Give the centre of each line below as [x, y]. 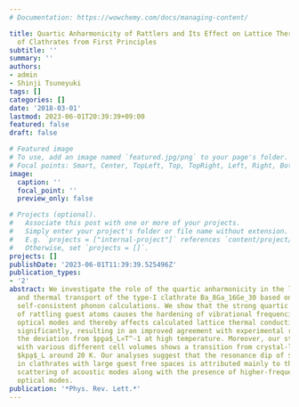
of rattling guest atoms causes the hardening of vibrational [135, 314]
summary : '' [31, 59]
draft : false [33, 133]
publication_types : [45, 273]
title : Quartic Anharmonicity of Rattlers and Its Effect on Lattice [141, 33]
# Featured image [41, 149]
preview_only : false [55, 199]
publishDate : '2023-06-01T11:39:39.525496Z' [93, 265]
